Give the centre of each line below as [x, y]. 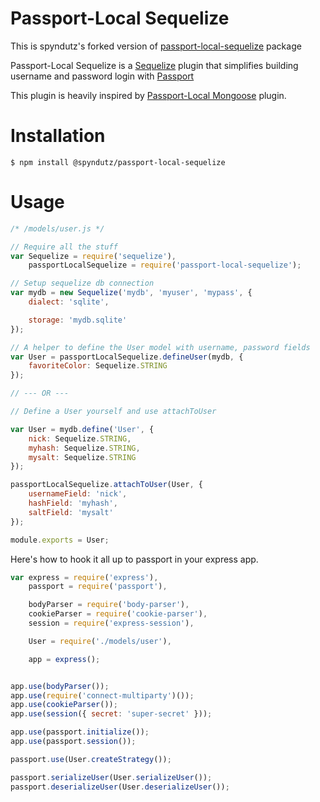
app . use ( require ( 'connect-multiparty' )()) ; [102, 695]
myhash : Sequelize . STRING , [84, 448]
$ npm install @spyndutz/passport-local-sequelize [118, 162]
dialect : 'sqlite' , [69, 302]
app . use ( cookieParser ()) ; [64, 705]
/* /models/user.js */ [57, 228]
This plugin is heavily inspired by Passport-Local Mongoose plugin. [148, 95]
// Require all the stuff [64, 247]
